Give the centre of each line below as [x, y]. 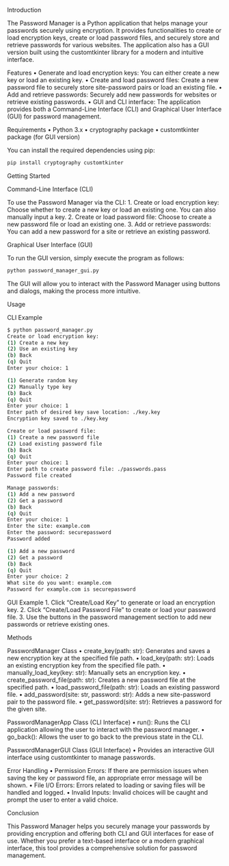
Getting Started [29, 176]
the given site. [27, 709]
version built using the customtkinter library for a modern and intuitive [105, 52]
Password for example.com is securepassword [71, 589]
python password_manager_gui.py [53, 270]
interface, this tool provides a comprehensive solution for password [102, 848]
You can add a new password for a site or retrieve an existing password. [109, 231]
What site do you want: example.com [59, 583]
